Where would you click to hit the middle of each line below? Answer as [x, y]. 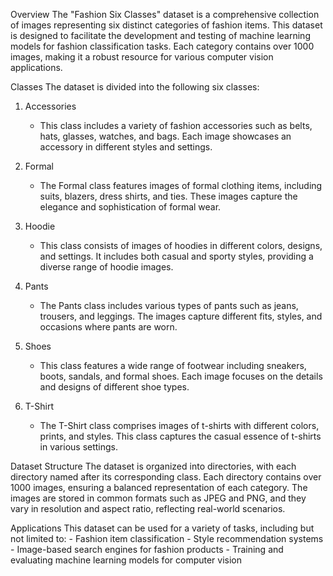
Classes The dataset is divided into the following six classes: [135, 87]
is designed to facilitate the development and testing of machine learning [160, 35]
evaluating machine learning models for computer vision [126, 560]
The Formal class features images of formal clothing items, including [181, 185]
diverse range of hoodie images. [106, 267]
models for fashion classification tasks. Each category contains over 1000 [162, 46]
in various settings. [79, 447]
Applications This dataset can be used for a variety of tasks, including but [162, 528]
